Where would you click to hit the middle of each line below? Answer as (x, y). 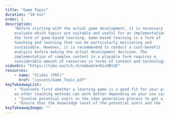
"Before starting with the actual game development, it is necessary (89, 29)
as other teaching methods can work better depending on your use (85, 94)
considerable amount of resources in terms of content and (77, 61)
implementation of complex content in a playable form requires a (85, 56)
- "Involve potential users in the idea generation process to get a (89, 98)
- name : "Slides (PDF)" (39, 75)
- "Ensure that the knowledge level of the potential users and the (88, 103)
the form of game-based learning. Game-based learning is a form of (88, 38)
